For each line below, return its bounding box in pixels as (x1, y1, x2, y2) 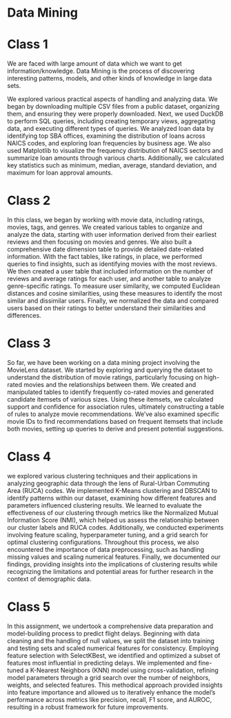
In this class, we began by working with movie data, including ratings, (7, 216, 205, 224)
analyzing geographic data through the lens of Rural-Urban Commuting (7, 479, 210, 487)
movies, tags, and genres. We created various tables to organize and (7, 223, 203, 231)
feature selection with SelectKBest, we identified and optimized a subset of (7, 651, 221, 659)
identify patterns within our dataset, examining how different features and (7, 494, 217, 502)
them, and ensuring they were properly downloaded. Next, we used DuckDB (7, 109, 224, 118)
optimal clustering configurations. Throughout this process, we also (7, 538, 199, 546)
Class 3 (7, 336, 51, 351)
